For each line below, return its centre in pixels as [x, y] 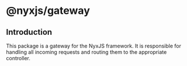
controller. [18, 58]
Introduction [29, 32]
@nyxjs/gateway [48, 11]
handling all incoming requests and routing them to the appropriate [86, 52]
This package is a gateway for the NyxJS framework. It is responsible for [93, 46]
